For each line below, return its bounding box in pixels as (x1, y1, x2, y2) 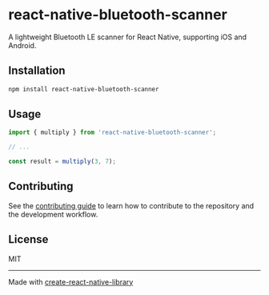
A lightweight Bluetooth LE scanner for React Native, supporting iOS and (8, 32, 247, 42)
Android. (8, 40, 37, 50)
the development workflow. (8, 209, 98, 219)
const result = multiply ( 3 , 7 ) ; (8, 158, 116, 166)
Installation (8, 64, 66, 78)
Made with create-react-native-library (8, 277, 134, 286)
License (8, 232, 49, 246)
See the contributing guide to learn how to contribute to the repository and (8, 200, 255, 210)
